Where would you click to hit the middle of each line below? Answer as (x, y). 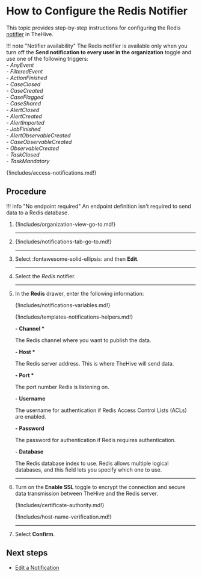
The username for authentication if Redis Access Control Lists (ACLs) (101, 410)
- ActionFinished (27, 78)
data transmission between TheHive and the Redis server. (86, 493)
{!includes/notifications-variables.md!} (63, 305)
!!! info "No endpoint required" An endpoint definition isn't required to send (99, 206)
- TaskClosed (23, 154)
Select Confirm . (35, 534)
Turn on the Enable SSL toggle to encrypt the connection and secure (100, 487)
